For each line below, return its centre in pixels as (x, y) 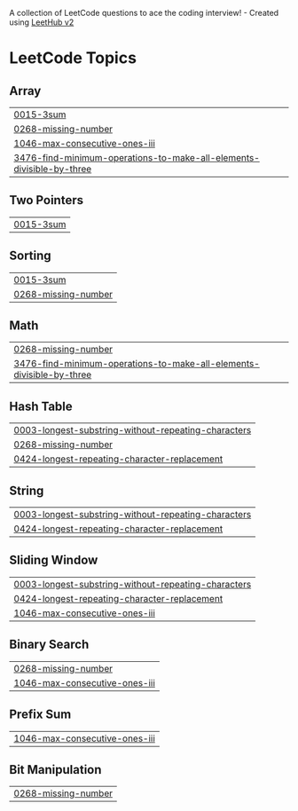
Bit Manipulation (55, 770)
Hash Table (41, 406)
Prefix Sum (40, 715)
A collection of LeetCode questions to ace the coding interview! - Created (144, 13)
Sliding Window (54, 560)
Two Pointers (47, 200)
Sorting (30, 256)
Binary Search (49, 645)
